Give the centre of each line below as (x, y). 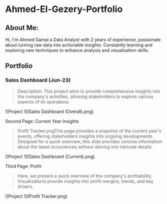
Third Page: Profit (23, 166)
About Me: (22, 28)
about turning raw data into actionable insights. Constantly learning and (79, 45)
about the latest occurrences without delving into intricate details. (85, 146)
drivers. (25, 186)
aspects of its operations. (43, 101)
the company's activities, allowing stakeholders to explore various (85, 96)
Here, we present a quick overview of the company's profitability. (85, 175)
